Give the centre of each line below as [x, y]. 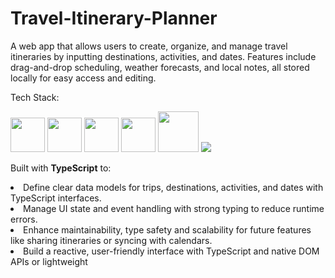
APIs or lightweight [49, 261]
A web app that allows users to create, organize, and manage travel [149, 46]
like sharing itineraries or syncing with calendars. [111, 240]
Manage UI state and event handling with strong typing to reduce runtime [174, 208]
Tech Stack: [35, 97]
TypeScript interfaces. [56, 198]
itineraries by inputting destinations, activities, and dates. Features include [163, 56]
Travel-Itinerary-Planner [114, 18]
